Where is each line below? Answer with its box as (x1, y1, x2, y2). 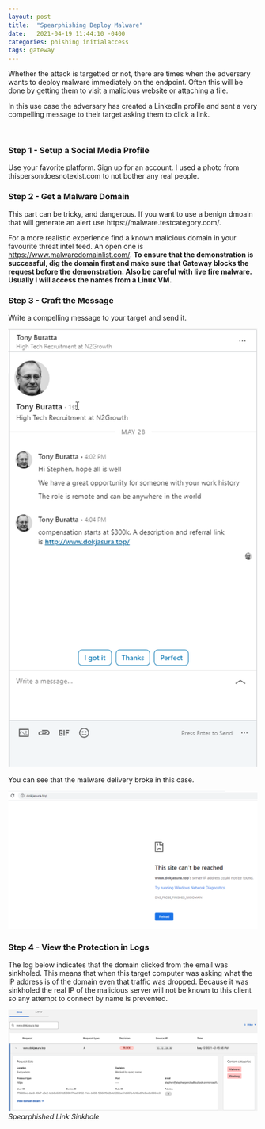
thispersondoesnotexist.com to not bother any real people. (8, 171, 199, 181)
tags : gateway (8, 46, 55, 55)
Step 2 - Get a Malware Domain (8, 191, 130, 202)
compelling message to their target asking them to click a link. (8, 109, 210, 119)
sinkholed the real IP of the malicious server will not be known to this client (8, 985, 252, 995)
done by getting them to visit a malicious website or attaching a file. (8, 86, 229, 95)
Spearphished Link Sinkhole (8, 1112, 100, 1121)
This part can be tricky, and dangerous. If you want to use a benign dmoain (8, 209, 253, 218)
